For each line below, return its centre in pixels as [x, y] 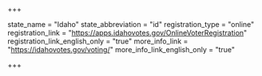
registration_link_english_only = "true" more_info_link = [98, 41]
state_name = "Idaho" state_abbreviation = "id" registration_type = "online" [131, 24]
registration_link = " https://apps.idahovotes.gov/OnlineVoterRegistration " [127, 33]
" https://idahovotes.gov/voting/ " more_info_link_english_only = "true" [121, 49]
